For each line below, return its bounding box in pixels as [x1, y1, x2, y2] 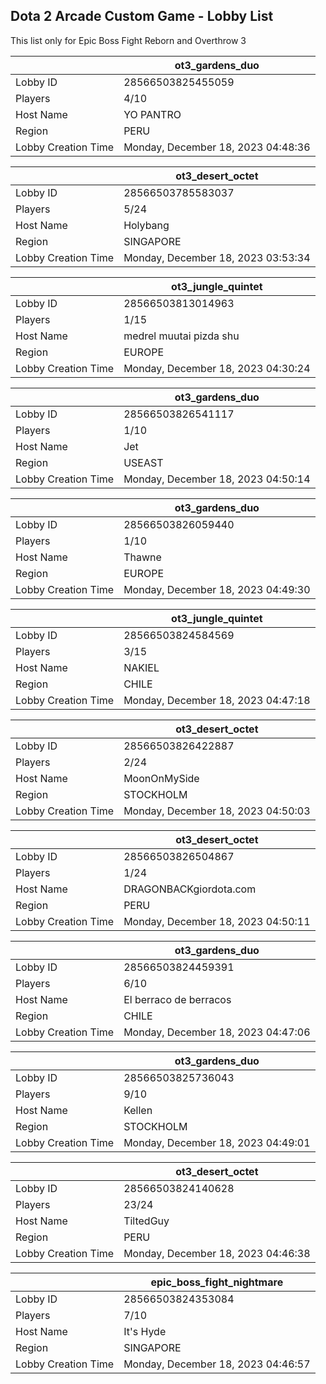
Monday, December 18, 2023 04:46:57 [123, 1357, 311, 1371]
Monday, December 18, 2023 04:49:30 [123, 582, 311, 596]
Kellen [123, 1103, 153, 1117]
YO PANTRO [123, 107, 182, 121]
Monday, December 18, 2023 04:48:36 [123, 140, 311, 154]
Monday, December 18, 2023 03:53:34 [123, 250, 311, 264]
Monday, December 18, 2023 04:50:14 [123, 472, 311, 486]
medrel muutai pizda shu [123, 329, 240, 343]
